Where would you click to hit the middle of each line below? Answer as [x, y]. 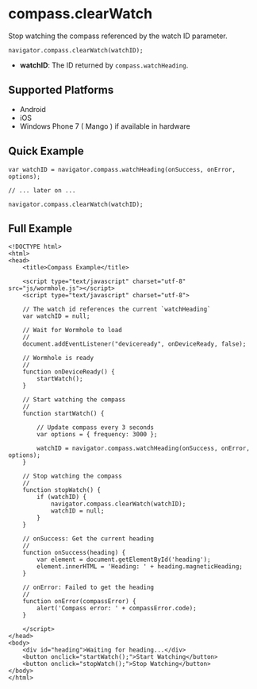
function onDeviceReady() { [69, 372]
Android [33, 109]
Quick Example [46, 151]
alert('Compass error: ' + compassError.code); [117, 609]
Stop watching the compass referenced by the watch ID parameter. [118, 36]
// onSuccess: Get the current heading [88, 539]
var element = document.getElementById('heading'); [124, 560]
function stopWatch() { [62, 490]
